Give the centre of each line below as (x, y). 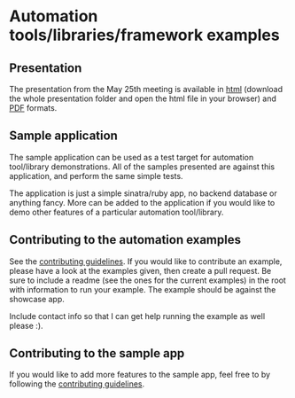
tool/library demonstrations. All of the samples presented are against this (142, 167)
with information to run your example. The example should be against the (143, 289)
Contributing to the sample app (97, 353)
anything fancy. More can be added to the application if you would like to (142, 202)
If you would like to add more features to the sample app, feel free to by (140, 375)
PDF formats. (33, 108)
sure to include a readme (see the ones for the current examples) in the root (147, 280)
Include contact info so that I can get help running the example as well (137, 316)
